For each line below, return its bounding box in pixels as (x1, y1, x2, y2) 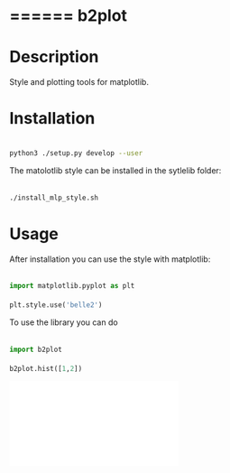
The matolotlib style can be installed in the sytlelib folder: (9, 164, 222, 176)
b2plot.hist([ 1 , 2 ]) (9, 364, 83, 373)
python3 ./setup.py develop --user (9, 148, 143, 158)
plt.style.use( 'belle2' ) (9, 301, 103, 310)
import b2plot (9, 345, 63, 354)
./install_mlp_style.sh (9, 193, 99, 202)
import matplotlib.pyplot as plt (9, 282, 135, 291)
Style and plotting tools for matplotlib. (9, 77, 149, 88)
